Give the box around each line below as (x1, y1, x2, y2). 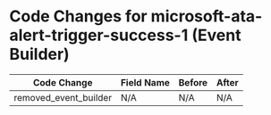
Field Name (120, 76, 170, 88)
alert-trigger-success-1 (9, 25, 189, 45)
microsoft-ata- (150, 6, 263, 27)
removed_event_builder (13, 91, 113, 103)
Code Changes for (9, 6, 148, 27)
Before (178, 76, 208, 88)
